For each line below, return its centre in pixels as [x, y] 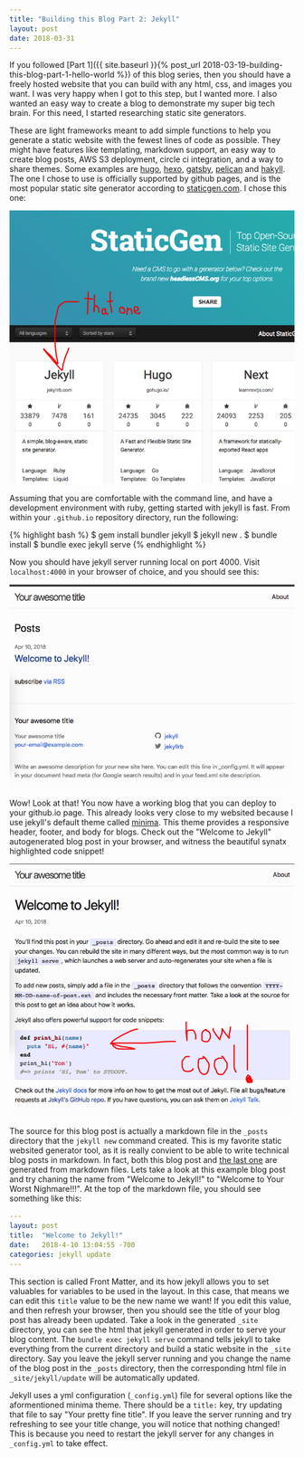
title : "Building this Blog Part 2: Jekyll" [95, 19]
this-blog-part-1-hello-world [62, 75]
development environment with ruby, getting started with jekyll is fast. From [150, 508]
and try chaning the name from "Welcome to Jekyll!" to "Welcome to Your [147, 1179]
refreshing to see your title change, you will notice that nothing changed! [145, 1424]
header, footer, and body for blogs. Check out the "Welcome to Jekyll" [141, 832]
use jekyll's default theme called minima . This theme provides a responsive [149, 822]
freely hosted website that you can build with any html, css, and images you [151, 84]
